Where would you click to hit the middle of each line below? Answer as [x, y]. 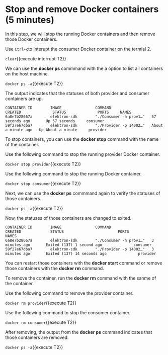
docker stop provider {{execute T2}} [43, 164]
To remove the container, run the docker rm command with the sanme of [81, 278]
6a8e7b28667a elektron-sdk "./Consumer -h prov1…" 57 [81, 117]
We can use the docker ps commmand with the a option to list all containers [84, 68]
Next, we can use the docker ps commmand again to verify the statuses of [83, 193]
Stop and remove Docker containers [82, 9]
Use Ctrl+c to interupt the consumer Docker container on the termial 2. [78, 49]
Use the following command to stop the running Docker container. [73, 173]
